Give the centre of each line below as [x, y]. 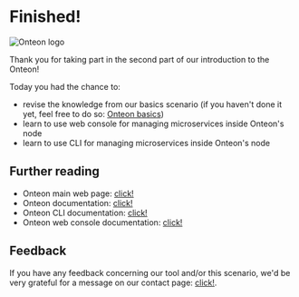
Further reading [54, 171]
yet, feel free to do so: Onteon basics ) [93, 114]
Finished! [45, 17]
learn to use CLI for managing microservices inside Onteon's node [146, 143]
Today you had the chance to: [65, 86]
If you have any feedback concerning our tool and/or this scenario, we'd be [150, 272]
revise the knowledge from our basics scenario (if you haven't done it [152, 104]
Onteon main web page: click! [78, 193]
